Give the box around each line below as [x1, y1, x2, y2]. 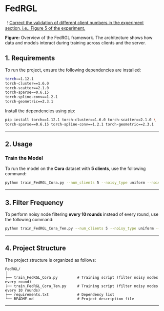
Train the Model [5, 155, 43, 162]
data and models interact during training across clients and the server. [5, 40, 146, 45]
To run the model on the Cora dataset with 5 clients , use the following [5, 166, 146, 171]
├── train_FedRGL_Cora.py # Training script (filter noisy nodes [5, 275, 159, 280]
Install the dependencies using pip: [5, 108, 76, 114]
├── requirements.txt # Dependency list [5, 292, 115, 297]
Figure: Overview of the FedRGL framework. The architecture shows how [5, 35, 153, 41]
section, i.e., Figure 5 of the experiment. [5, 25, 85, 31]
